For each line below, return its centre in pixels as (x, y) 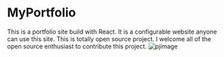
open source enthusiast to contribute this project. (77, 46)
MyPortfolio (42, 13)
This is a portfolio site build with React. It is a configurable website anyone (112, 32)
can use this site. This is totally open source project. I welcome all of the (109, 38)
